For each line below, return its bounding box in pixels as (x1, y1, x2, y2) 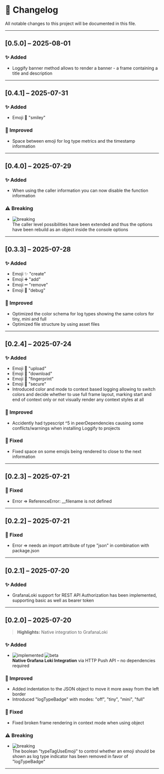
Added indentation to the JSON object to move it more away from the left (12, 686, 159, 692)
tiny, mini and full (12, 316, 47, 322)
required (12, 663, 30, 669)
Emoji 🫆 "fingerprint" (12, 376, 54, 382)
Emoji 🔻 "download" (12, 371, 53, 377)
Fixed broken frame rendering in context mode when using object (12, 720, 144, 726)
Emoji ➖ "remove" (12, 282, 48, 288)
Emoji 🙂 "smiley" (12, 115, 45, 121)
